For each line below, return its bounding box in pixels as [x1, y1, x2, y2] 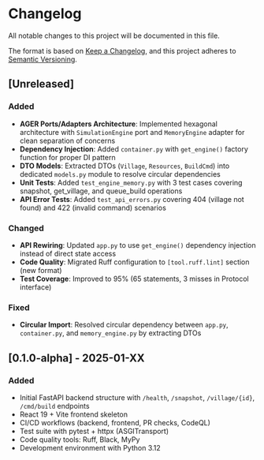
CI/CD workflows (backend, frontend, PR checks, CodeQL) [19, 417, 211, 427]
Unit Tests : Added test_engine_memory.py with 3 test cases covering [19, 178, 243, 187]
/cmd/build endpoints [19, 401, 90, 410]
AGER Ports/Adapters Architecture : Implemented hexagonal [19, 119, 218, 129]
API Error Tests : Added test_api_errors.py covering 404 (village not [19, 194, 244, 204]
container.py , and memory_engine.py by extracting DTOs [19, 328, 202, 338]
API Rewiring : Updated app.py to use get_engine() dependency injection [19, 240, 256, 249]
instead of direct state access [19, 249, 117, 258]
